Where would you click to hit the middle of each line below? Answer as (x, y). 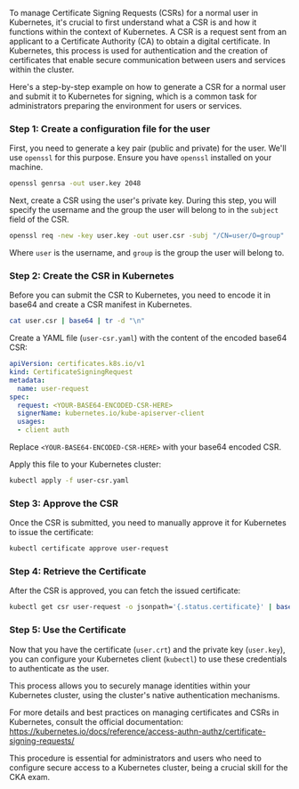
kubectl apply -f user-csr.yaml (69, 481)
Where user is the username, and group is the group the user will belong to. (147, 253)
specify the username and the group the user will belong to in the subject (144, 210)
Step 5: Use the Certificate (68, 630)
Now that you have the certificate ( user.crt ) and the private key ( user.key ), (148, 649)
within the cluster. (42, 69)
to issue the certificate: (52, 533)
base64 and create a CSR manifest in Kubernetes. (101, 305)
